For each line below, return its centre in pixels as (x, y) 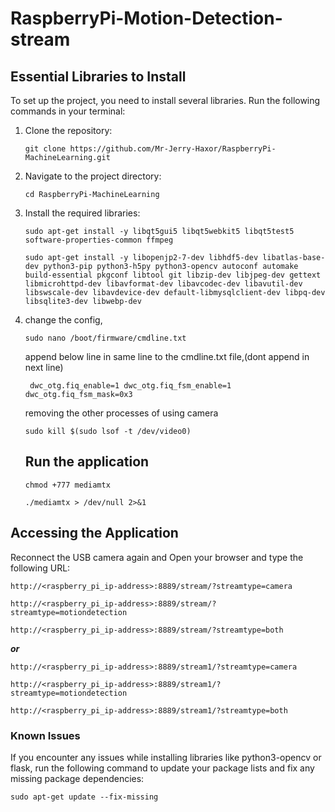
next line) (44, 367)
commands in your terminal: (68, 111)
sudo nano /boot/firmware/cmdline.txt (105, 338)
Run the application (87, 462)
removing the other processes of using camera (121, 413)
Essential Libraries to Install (98, 76)
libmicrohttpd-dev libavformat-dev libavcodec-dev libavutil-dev (163, 284)
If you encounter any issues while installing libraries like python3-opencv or (166, 757)
